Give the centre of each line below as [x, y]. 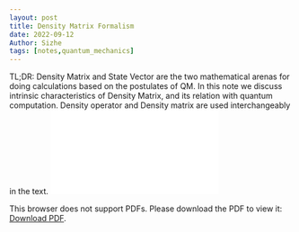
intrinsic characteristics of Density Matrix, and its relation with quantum [141, 96]
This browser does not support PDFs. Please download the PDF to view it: [146, 209]
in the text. [29, 192]
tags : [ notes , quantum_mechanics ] [72, 51]
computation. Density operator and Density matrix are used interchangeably [150, 105]
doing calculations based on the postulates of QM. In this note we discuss [146, 86]
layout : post [34, 18]
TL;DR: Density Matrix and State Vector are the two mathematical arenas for [149, 76]
